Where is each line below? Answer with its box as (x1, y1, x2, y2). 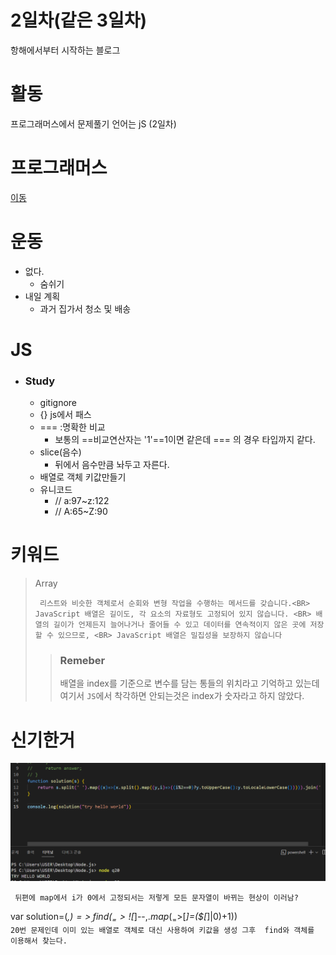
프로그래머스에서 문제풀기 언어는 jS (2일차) (10, 117, 177, 130)
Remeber (59, 654, 106, 668)
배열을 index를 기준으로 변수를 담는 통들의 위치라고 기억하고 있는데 (59, 677, 320, 690)
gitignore (39, 397, 77, 409)
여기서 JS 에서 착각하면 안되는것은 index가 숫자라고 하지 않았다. (59, 690, 305, 702)
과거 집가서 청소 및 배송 (39, 302, 132, 315)
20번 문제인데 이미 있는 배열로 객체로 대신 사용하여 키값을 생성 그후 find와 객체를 (10, 926, 315, 936)
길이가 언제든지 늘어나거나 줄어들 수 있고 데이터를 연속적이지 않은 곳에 (53, 620, 307, 630)
